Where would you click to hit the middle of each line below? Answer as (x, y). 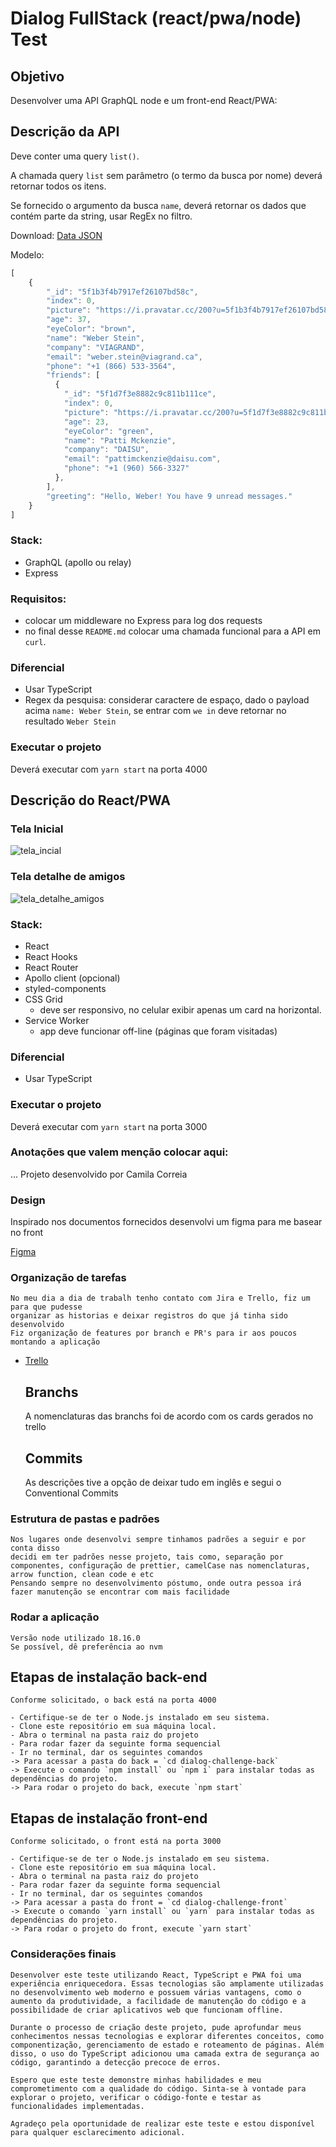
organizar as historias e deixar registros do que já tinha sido (149, 1316)
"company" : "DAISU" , (106, 450)
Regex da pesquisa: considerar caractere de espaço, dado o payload (167, 700)
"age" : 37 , (69, 320)
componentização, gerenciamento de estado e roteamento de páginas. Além (167, 2045)
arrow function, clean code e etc (82, 1575)
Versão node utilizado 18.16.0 (75, 1638)
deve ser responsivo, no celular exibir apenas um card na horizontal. (180, 1009)
